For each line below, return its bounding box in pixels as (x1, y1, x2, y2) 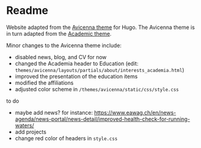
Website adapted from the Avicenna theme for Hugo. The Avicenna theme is (6, 24, 195, 31)
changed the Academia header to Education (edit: (14, 60, 138, 67)
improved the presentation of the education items (14, 72, 138, 80)
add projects (14, 128, 47, 135)
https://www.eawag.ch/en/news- (94, 109, 176, 116)
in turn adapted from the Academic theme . (6, 30, 112, 37)
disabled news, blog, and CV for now (14, 53, 107, 60)
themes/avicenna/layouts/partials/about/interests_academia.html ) (14, 66, 185, 73)
